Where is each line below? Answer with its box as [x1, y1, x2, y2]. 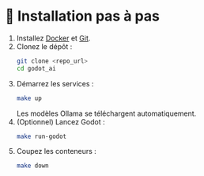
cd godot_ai [16, 64, 56, 72]
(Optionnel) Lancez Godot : [16, 117, 105, 126]
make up [16, 94, 42, 102]
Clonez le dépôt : [16, 41, 73, 51]
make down [16, 162, 50, 170]
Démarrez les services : [16, 78, 94, 88]
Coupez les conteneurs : [16, 147, 97, 156]
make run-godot [16, 132, 67, 140]
